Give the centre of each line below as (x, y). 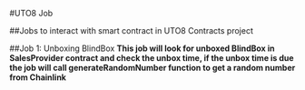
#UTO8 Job (31, 13)
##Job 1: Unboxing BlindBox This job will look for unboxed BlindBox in (142, 48)
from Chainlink (38, 77)
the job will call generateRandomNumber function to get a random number (152, 68)
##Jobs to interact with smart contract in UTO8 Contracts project (132, 30)
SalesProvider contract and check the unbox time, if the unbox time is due (152, 58)
